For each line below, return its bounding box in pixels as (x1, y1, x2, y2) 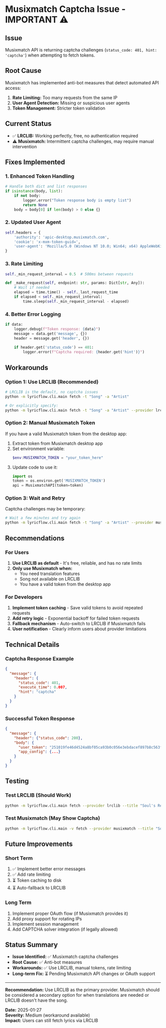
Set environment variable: (12, 446, 65, 451)
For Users (5, 549, 29, 556)
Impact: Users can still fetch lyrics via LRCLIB (5, 1018, 98, 1024)
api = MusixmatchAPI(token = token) (12, 483, 83, 488)
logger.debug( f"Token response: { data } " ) (14, 326, 100, 331)
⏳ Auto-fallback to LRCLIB (12, 885, 66, 891)
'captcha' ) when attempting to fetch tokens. (5, 52, 95, 58)
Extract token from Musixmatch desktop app (12, 440, 103, 446)
